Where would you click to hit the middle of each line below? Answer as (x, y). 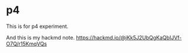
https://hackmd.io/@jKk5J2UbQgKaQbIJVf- (129, 37)
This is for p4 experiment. (37, 26)
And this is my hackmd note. (41, 37)
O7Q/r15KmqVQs (26, 44)
